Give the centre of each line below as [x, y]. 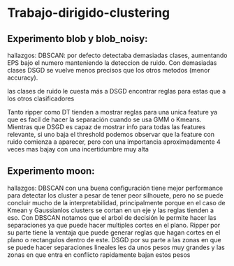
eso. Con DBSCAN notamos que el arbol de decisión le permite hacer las [112, 217]
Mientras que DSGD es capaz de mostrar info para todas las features [107, 127]
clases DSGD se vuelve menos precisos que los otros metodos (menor [109, 70]
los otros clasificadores [41, 98]
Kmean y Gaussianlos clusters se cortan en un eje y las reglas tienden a [111, 210]
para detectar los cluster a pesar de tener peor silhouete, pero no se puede [115, 195]
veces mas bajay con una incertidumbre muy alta [78, 149]
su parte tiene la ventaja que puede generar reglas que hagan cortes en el [114, 232]
